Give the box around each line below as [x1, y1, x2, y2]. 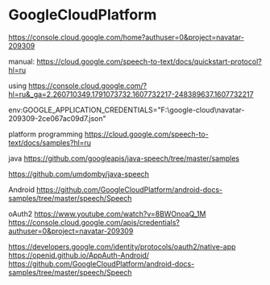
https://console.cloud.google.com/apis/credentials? [8, 217, 180, 227]
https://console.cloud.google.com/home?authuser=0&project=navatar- [8, 32, 244, 42]
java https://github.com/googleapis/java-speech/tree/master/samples [8, 153, 240, 163]
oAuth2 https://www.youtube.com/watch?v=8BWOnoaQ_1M [8, 208, 206, 219]
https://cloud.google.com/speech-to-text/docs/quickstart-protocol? [35, 57, 262, 66]
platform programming [8, 129, 83, 139]
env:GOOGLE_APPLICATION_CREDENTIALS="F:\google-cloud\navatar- [8, 105, 245, 115]
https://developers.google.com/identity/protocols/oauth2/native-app [8, 241, 236, 251]
